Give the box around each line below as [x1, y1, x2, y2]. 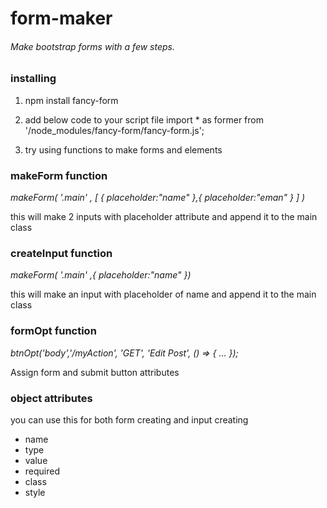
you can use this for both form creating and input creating [10, 413, 249, 426]
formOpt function [10, 324, 97, 338]
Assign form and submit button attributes [10, 366, 180, 378]
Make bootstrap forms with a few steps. [10, 40, 175, 52]
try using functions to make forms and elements [24, 143, 223, 156]
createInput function [10, 246, 113, 260]
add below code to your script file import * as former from [24, 113, 264, 126]
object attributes [10, 391, 93, 405]
